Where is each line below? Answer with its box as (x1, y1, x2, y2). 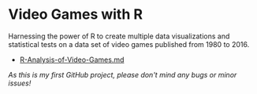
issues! (8, 78, 32, 88)
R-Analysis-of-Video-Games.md (19, 55, 125, 64)
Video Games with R (8, 5, 143, 23)
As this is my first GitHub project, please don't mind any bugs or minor (8, 70, 237, 79)
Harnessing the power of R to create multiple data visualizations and (8, 31, 230, 41)
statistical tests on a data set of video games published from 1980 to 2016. (8, 39, 250, 49)
